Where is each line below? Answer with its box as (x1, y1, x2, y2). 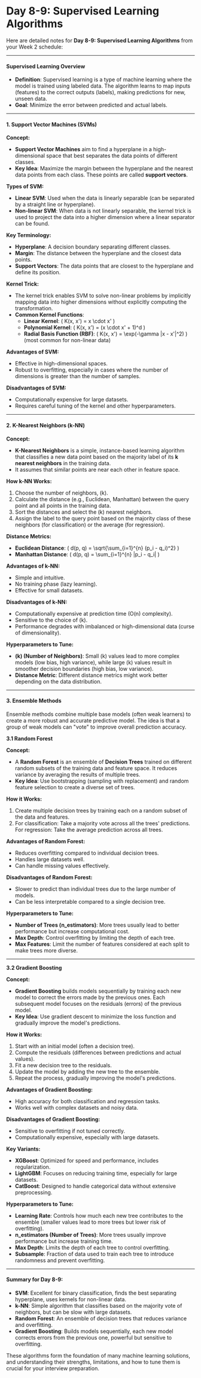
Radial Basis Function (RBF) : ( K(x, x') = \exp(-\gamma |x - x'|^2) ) (23, 330, 188, 337)
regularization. (14, 1163, 51, 1170)
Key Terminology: (6, 232, 51, 239)
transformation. (14, 305, 53, 312)
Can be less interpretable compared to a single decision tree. (14, 898, 166, 905)
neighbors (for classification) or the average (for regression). (14, 521, 165, 528)
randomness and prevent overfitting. (14, 1256, 105, 1264)
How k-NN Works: (6, 477, 52, 484)
